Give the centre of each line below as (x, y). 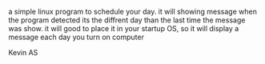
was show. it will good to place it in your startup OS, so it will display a (124, 28)
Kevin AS (23, 52)
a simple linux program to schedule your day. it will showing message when (133, 12)
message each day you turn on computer (76, 37)
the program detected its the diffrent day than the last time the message (127, 20)
